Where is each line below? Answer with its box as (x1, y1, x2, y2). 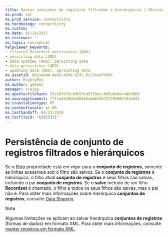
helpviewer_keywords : (5, 45, 50, 50)
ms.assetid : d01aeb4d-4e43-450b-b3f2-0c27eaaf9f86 (5, 73, 113, 78)
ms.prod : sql (5, 12, 32, 17)
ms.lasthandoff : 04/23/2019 (5, 110, 64, 115)
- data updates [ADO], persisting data (5, 59, 88, 64)
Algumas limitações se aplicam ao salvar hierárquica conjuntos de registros (5, 215, 162, 221)
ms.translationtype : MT (5, 101, 55, 106)
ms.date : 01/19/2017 (5, 31, 48, 36)
